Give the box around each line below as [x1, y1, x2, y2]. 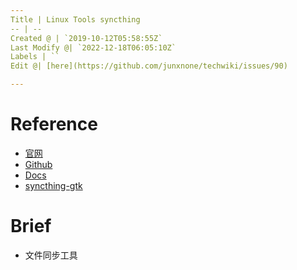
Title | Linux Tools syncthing [10, 14, 141, 25]
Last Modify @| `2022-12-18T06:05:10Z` [10, 42, 177, 53]
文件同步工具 [24, 249, 78, 261]
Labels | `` [10, 52, 60, 62]
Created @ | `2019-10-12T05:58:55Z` [10, 33, 163, 43]
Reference [10, 113, 98, 136]
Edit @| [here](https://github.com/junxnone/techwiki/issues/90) [10, 61, 288, 71]
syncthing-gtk [24, 179, 83, 191]
